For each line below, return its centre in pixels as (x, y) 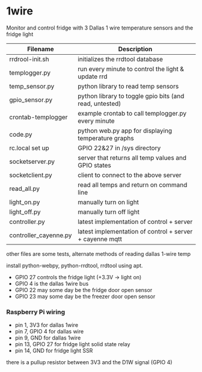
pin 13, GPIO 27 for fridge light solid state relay (72, 344)
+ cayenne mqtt (100, 239)
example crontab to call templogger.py (132, 113)
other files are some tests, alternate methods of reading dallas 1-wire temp (99, 253)
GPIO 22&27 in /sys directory (119, 147)
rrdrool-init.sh (29, 59)
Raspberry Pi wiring (36, 312)
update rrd (93, 76)
